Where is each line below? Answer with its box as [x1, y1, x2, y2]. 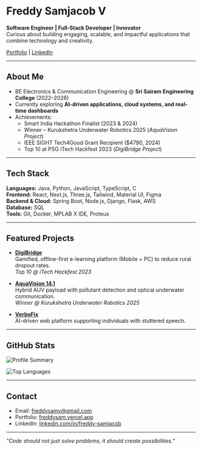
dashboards [28, 107, 59, 114]
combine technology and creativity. [6, 37, 94, 44]
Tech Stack [6, 169, 49, 179]
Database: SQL [6, 204, 45, 211]
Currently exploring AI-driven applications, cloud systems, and [14, 101, 174, 108]
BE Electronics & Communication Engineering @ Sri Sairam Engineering [14, 87, 194, 95]
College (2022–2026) [14, 94, 69, 101]
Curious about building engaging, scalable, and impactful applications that [6, 30, 191, 37]
